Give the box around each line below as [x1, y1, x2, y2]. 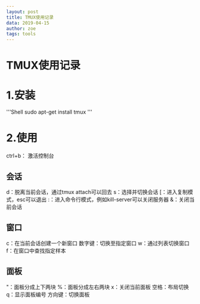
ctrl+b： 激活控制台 [6, 152, 54, 159]
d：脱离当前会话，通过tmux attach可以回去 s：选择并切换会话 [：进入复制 [6, 189, 188, 195]
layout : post [6, 8, 39, 15]
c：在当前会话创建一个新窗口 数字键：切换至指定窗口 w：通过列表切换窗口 [6, 239, 190, 247]
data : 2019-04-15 [6, 20, 50, 26]
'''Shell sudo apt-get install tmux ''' [6, 108, 93, 115]
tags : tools [6, 31, 36, 37]
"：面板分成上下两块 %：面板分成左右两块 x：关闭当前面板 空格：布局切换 [6, 283, 189, 290]
